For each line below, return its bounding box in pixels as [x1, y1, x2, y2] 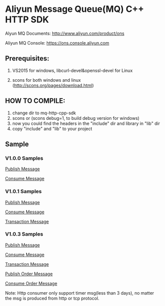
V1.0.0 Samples [5, 154, 43, 161]
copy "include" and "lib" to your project [12, 125, 93, 132]
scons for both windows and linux [12, 77, 81, 83]
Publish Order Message [5, 271, 53, 277]
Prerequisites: [5, 54, 49, 63]
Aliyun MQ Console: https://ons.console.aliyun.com [5, 40, 109, 46]
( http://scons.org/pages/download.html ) [12, 82, 94, 88]
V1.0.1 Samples [5, 188, 42, 195]
